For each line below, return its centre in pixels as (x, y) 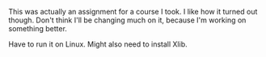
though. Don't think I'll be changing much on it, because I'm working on (127, 20)
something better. (38, 28)
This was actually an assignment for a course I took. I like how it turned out (133, 12)
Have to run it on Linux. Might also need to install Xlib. (98, 44)
